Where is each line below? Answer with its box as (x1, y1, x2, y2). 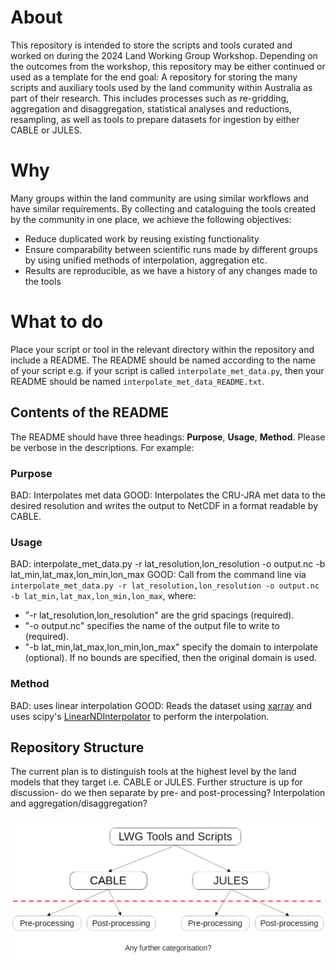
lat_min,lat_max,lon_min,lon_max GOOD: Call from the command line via (10, 569, 307, 581)
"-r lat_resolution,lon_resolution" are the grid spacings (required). (24, 609, 295, 621)
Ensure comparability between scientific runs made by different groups (24, 243, 318, 255)
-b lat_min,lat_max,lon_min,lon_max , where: (10, 590, 197, 602)
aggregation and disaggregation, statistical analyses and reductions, (10, 102, 293, 115)
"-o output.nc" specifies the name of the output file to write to (24, 620, 280, 632)
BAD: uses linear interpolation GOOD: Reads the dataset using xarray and (10, 699, 313, 711)
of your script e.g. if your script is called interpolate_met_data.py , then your (10, 364, 325, 376)
